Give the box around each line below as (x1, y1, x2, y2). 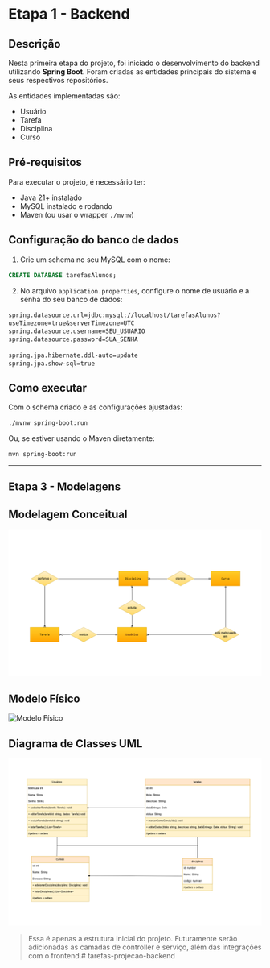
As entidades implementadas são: (8, 91, 121, 101)
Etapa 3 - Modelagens (8, 480, 121, 494)
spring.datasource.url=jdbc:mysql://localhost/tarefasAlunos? (8, 311, 221, 319)
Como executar (8, 380, 87, 395)
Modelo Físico (8, 692, 80, 706)
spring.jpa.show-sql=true (8, 359, 95, 368)
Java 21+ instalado (19, 193, 83, 202)
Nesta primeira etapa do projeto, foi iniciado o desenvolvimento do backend (8, 58, 260, 68)
